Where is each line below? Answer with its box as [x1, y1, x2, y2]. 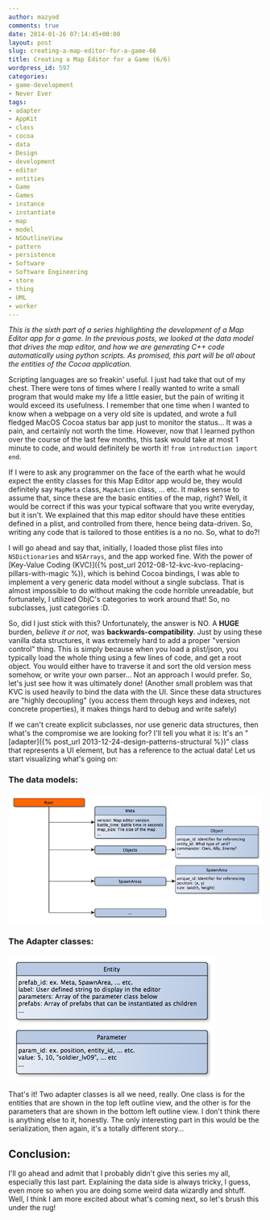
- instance [8, 200, 45, 209]
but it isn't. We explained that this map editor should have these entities [8, 510, 246, 520]
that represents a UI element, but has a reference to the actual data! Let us [8, 745, 255, 755]
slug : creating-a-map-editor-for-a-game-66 [8, 47, 157, 56]
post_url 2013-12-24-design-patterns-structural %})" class [53, 737, 249, 747]
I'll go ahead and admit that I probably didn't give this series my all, [8, 1168, 231, 1178]
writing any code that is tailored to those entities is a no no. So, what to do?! [8, 528, 260, 537]
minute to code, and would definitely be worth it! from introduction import [8, 443, 258, 453]
